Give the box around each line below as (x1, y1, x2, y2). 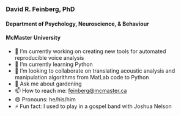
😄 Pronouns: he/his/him (14, 95, 76, 103)
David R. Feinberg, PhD (6, 5, 75, 13)
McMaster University (6, 34, 61, 42)
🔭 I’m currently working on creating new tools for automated (14, 48, 166, 55)
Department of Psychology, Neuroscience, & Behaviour (6, 20, 149, 27)
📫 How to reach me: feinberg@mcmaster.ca (14, 87, 127, 94)
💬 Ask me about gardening (14, 80, 82, 87)
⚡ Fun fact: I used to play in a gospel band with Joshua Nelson (14, 103, 172, 110)
